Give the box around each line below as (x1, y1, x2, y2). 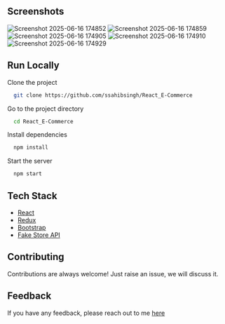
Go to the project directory (7, 104, 84, 113)
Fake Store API (17, 231, 61, 239)
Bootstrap (17, 223, 46, 231)
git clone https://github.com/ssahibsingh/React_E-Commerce (13, 91, 193, 99)
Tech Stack (7, 189, 57, 202)
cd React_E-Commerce (13, 118, 74, 125)
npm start (13, 170, 42, 177)
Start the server (7, 157, 53, 166)
